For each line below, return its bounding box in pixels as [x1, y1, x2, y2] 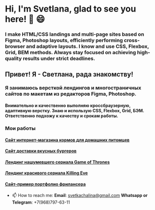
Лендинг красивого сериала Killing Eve [5, 170, 88, 176]
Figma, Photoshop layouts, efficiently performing [5, 37, 123, 44]
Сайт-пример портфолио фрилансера [5, 181, 86, 187]
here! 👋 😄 [5, 14, 45, 25]
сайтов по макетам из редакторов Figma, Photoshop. [5, 90, 137, 97]
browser [5, 43, 25, 50]
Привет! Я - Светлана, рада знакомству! [5, 70, 134, 78]
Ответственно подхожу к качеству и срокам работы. [5, 113, 118, 119]
